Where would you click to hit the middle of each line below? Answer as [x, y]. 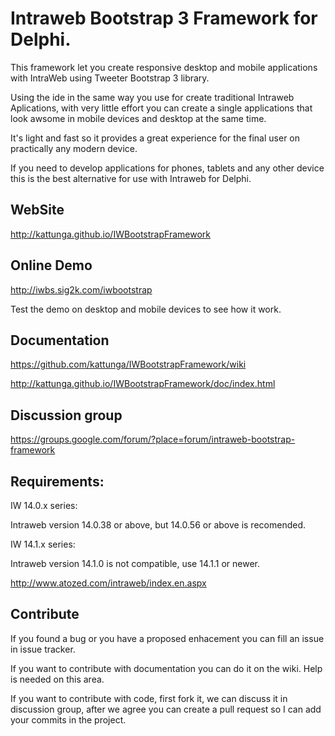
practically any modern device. [74, 148]
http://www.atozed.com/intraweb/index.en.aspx [108, 583]
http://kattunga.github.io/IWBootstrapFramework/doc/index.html [143, 384]
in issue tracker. [43, 649]
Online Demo [51, 265]
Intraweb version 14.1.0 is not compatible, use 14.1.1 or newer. [135, 563]
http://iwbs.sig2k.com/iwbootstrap [81, 289]
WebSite [37, 210]
